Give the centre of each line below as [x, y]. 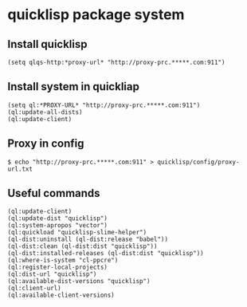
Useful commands [54, 193]
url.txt [20, 169]
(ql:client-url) [34, 289]
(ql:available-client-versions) [61, 295]
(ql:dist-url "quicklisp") [52, 274]
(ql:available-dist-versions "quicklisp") [79, 281]
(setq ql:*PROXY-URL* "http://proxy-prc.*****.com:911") [104, 105]
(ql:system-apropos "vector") [58, 226]
